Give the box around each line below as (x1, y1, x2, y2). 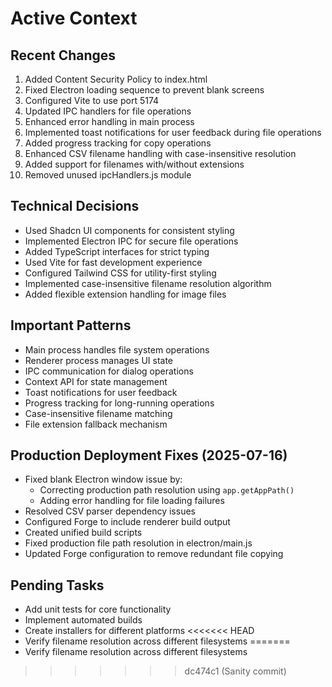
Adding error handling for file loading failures (39, 495, 225, 507)
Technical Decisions (10, 198, 140, 215)
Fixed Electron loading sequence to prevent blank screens (24, 84, 265, 96)
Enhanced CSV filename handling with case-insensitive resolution (24, 148, 297, 159)
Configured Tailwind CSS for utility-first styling (24, 267, 217, 279)
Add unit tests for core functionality (24, 603, 172, 616)
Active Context (10, 7, 138, 30)
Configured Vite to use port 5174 (24, 95, 160, 106)
